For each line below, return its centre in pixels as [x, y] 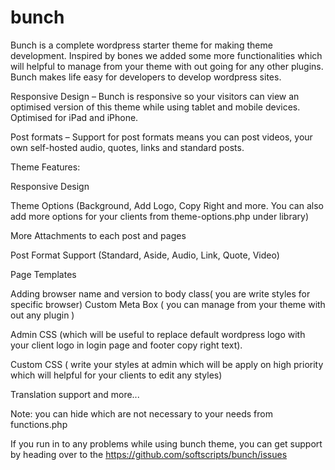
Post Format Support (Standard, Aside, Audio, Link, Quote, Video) [145, 255]
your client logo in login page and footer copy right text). [126, 345]
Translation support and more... [75, 394]
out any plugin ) [42, 315]
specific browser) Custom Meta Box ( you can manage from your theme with [168, 304]
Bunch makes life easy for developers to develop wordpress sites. [146, 77]
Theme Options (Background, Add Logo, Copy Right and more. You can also [167, 205]
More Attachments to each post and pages [98, 235]
